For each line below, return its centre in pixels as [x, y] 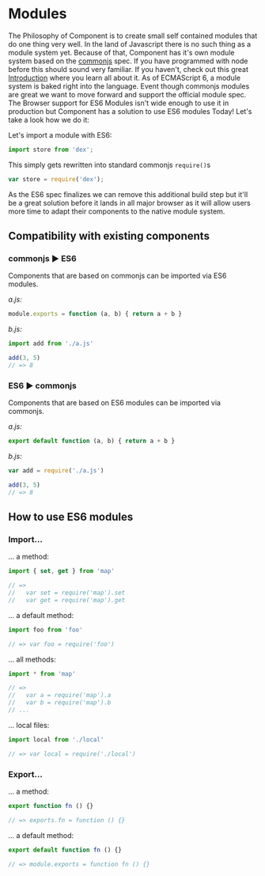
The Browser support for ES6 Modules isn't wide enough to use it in [119, 103]
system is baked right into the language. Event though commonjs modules [129, 86]
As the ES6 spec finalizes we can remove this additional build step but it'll [128, 194]
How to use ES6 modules [71, 517]
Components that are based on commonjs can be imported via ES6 [117, 276]
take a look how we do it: [49, 119]
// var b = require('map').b [60, 703]
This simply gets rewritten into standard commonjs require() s [110, 165]
